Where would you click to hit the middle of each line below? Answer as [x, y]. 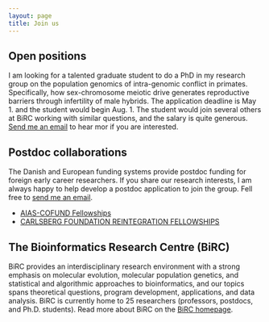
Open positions [48, 56]
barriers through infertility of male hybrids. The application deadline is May [132, 101]
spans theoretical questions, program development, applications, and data [132, 292]
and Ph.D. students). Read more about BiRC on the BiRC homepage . [121, 309]
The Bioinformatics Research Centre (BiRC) [119, 247]
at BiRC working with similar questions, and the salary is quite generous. [128, 119]
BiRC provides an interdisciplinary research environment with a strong [124, 266]
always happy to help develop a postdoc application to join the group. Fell [130, 189]
